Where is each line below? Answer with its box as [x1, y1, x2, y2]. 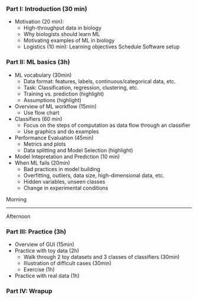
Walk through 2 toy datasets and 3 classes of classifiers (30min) [23, 253, 180, 260]
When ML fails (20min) [14, 159, 71, 166]
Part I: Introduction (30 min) [6, 5, 87, 13]
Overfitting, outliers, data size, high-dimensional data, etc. [23, 172, 165, 179]
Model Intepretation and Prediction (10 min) [14, 153, 120, 160]
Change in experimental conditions [23, 184, 108, 191]
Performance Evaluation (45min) [14, 134, 94, 141]
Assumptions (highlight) [23, 96, 82, 103]
